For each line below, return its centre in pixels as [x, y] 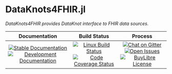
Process [142, 36]
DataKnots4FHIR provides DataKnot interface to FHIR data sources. [77, 23]
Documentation [38, 36]
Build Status [94, 36]
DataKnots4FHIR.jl [46, 9]
